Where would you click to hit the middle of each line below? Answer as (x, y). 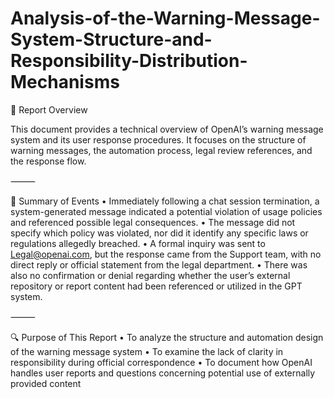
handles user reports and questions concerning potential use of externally (163, 373)
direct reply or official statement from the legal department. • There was (159, 264)
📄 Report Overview (49, 109)
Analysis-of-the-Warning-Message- (165, 18)
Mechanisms (65, 82)
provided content (46, 383)
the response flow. (48, 161)
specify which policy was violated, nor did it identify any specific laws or (159, 233)
